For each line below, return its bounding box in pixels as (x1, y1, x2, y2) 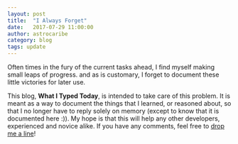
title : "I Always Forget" (7, 17, 87, 24)
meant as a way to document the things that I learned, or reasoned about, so (7, 99, 232, 107)
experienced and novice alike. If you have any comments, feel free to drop (7, 122, 225, 130)
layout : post (7, 10, 46, 18)
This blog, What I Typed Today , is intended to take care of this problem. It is (7, 92, 231, 100)
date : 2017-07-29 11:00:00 (7, 23, 94, 31)
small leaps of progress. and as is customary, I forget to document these (7, 70, 220, 79)
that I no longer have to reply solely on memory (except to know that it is (7, 107, 220, 115)
